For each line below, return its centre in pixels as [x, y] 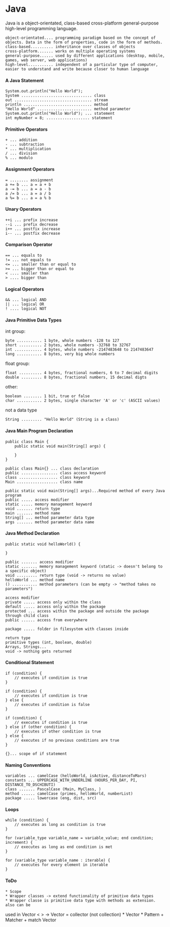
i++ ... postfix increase [33, 229]
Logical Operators [25, 289]
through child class [27, 616]
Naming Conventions [28, 765]
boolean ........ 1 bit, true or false [48, 396]
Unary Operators [23, 209]
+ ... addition [21, 140]
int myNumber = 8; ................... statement [59, 118]
